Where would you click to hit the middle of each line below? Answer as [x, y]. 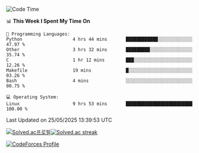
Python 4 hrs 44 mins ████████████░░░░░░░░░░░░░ [99, 39]
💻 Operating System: [33, 97]
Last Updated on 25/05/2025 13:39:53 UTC [59, 120]
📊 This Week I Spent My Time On [48, 21]
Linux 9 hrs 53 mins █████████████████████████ [99, 104]
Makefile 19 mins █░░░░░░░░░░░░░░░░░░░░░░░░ [99, 71]
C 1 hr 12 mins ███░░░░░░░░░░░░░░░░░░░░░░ [99, 60]
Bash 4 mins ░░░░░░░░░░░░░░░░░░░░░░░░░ [99, 81]
